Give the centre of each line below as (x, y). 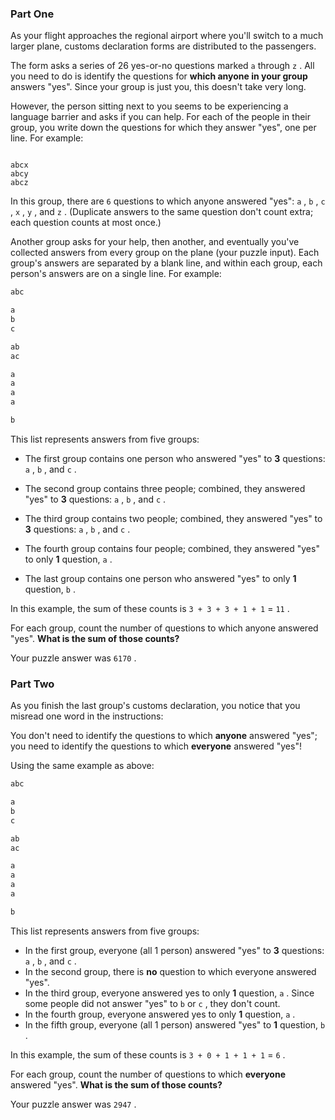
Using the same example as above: (82, 766)
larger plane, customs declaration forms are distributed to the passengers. (163, 46)
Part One (32, 14)
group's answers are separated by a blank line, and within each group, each (166, 263)
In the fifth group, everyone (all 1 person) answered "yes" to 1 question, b (175, 1024)
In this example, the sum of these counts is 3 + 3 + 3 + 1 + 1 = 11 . (150, 608)
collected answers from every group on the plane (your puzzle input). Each (165, 253)
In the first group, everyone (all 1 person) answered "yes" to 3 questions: (174, 950)
